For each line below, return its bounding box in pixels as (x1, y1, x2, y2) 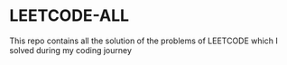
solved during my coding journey (9, 44, 133, 55)
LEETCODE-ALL (9, 5, 129, 26)
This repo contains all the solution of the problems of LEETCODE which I (9, 35, 278, 46)
